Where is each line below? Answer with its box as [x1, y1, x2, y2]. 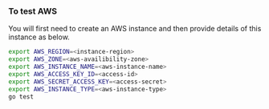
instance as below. [8, 32, 70, 42]
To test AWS [8, 6, 58, 17]
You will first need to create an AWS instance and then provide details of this [8, 24, 262, 34]
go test [8, 92, 35, 101]
